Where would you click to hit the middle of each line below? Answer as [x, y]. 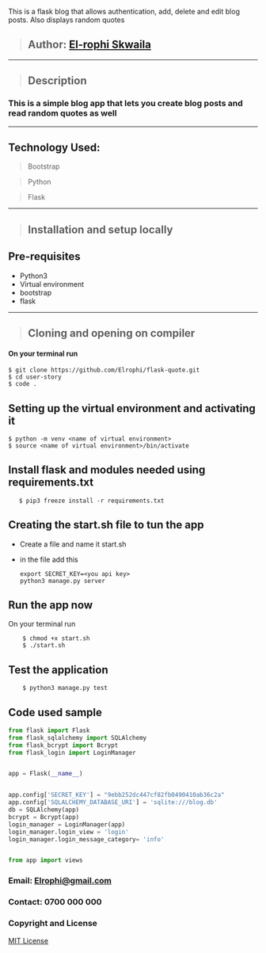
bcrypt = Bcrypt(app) [44, 817]
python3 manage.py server [62, 581]
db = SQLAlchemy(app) [44, 810]
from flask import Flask [49, 730]
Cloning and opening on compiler [111, 333]
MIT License [28, 940]
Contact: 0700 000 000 [55, 902]
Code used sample [55, 712]
